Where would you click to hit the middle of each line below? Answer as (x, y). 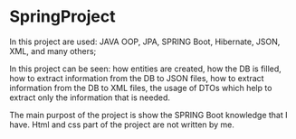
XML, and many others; (53, 51)
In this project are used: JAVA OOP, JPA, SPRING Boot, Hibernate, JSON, (145, 42)
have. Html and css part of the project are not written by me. (122, 125)
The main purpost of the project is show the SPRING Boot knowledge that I (148, 115)
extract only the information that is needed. (90, 97)
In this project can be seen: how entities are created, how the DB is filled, (146, 69)
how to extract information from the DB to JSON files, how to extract (137, 78)
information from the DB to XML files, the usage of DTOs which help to (141, 88)
